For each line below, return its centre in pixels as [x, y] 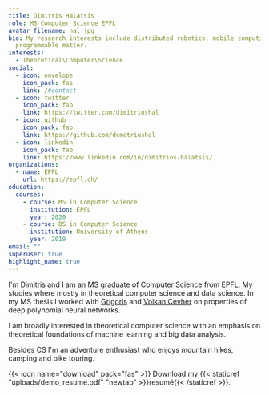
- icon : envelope [44, 75]
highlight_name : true [44, 261]
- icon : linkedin [44, 142]
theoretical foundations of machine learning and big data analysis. [117, 334]
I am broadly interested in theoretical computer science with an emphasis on [134, 325]
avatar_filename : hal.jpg [51, 30]
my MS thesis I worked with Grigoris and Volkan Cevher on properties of [128, 301]
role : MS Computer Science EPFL [62, 23]
